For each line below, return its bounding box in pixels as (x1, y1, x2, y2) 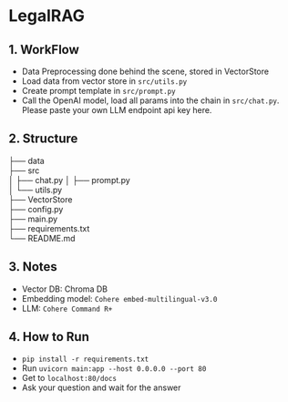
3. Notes (8, 259, 58, 274)
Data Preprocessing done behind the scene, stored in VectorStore (21, 66, 270, 77)
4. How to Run (8, 329, 90, 345)
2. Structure (8, 131, 78, 147)
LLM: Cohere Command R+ (21, 303, 113, 314)
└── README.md (8, 232, 76, 243)
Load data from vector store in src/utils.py (21, 76, 188, 87)
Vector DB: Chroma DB (21, 283, 108, 294)
